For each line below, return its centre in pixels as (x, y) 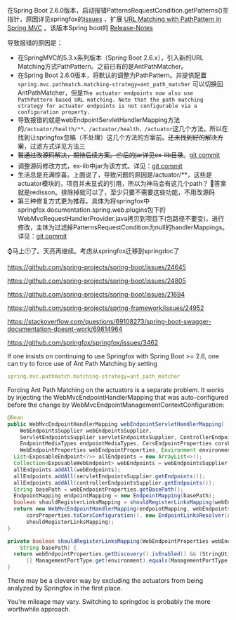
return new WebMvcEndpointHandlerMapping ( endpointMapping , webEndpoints (122, 509)
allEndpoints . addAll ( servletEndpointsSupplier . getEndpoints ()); (110, 476)
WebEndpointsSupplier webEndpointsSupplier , (86, 431)
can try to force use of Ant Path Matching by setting (82, 364)
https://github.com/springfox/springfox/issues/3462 (83, 343)
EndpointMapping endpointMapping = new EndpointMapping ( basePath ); (114, 496)
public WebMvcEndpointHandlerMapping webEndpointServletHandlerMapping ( (116, 424)
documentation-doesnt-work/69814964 (65, 329)
